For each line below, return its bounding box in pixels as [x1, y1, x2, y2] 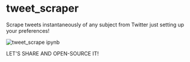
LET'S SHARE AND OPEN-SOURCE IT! [6, 50, 99, 57]
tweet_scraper [6, 2, 79, 15]
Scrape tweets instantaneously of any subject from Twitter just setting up [6, 21, 185, 28]
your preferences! [6, 27, 50, 34]
